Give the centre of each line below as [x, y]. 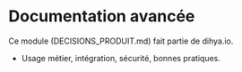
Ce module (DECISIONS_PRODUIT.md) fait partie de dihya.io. [121, 41]
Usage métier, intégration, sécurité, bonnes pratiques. [121, 58]
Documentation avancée [102, 16]
